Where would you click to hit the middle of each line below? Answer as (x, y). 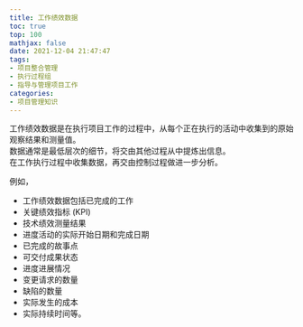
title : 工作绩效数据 (44, 18)
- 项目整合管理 (34, 69)
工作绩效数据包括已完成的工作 (78, 201)
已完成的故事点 (50, 246)
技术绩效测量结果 (54, 223)
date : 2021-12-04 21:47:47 (60, 51)
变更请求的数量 (50, 280)
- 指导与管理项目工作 (44, 85)
